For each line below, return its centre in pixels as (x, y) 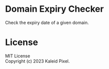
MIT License (18, 56)
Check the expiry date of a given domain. (47, 23)
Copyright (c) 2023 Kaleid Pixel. (37, 61)
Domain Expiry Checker (54, 9)
